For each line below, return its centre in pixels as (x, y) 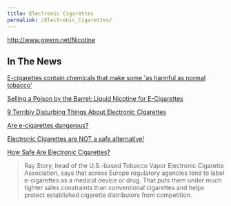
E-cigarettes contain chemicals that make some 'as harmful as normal (106, 78)
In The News (34, 61)
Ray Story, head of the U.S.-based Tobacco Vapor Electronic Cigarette (124, 166)
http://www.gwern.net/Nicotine (51, 39)
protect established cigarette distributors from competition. (108, 195)
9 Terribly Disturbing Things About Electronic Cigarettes (87, 112)
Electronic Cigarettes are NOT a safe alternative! (76, 139)
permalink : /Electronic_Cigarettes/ (60, 20)
